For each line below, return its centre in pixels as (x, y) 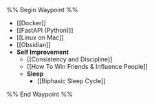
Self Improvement (43, 52)
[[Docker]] (31, 23)
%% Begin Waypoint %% (42, 10)
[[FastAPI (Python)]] (45, 30)
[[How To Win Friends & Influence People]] (87, 66)
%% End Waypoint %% (40, 94)
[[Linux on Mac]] (40, 37)
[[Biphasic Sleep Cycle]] (71, 81)
